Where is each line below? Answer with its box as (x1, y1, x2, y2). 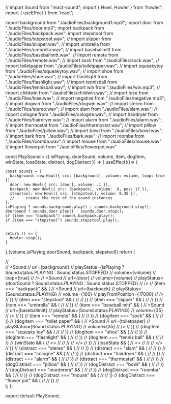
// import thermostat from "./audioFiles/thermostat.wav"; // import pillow (5, 122, 156, 128)
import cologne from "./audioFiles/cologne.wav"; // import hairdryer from (5, 111, 158, 117)
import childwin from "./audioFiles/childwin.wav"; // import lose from (5, 90, 149, 96)
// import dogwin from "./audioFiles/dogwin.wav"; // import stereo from (5, 101, 154, 106)
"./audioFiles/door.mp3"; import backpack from (5, 25, 104, 31)
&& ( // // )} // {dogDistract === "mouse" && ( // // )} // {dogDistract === (5, 372, 155, 378)
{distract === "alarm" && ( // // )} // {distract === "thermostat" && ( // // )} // (5, 356, 164, 362)
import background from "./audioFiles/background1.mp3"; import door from (5, 20, 164, 25)
